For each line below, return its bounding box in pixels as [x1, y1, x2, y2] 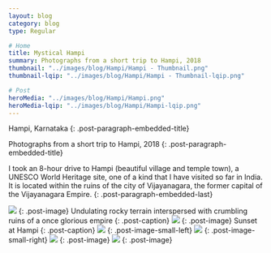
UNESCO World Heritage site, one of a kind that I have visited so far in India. [8, 172, 263, 182]
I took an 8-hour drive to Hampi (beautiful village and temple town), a [8, 164, 239, 174]
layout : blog [8, 11, 53, 20]
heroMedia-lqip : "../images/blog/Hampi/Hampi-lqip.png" [8, 101, 201, 109]
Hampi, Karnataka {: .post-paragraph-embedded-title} [8, 123, 190, 134]
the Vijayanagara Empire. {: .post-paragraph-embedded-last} [8, 190, 213, 199]
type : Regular [8, 27, 57, 35]
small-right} [8, 235, 48, 245]
